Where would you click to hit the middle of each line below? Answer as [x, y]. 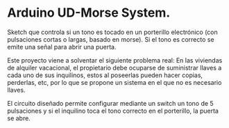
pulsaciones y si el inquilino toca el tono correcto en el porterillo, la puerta [113, 111]
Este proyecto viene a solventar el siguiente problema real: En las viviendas [115, 60]
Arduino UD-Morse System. [89, 13]
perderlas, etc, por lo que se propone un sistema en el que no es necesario [114, 82]
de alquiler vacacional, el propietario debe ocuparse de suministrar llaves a [114, 67]
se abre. [19, 118]
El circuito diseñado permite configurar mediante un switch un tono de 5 [110, 103]
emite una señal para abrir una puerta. [62, 47]
